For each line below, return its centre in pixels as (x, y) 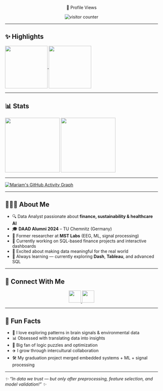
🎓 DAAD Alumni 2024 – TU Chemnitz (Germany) (62, 229)
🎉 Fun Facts (23, 321)
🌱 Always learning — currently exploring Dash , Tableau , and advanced (83, 256)
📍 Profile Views (81, 8)
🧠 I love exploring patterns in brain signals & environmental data (76, 333)
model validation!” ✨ (26, 384)
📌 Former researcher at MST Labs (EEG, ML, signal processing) (75, 236)
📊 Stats (17, 106)
